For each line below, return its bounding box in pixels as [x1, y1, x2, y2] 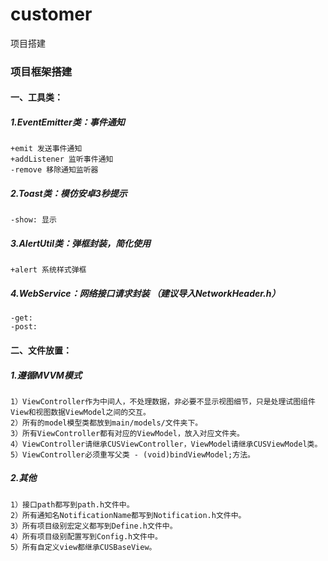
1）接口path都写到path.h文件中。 [10, 499, 135, 510]
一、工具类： [10, 91, 63, 103]
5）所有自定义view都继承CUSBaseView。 [10, 542, 157, 552]
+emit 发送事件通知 [10, 144, 83, 154]
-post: [10, 322, 38, 332]
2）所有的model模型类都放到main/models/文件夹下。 [10, 418, 203, 428]
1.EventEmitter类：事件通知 [10, 116, 125, 128]
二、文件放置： [10, 344, 72, 356]
